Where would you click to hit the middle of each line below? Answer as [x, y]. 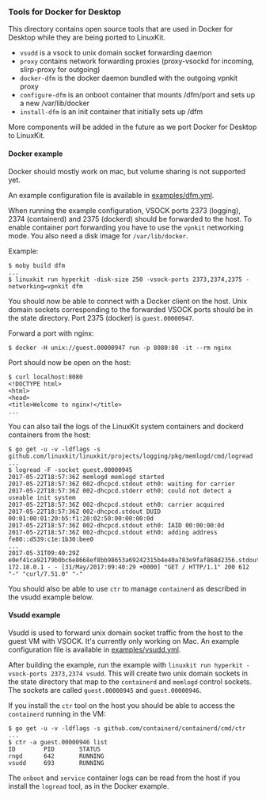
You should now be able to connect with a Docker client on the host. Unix [128, 301]
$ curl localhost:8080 [46, 377]
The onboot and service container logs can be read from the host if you [124, 778]
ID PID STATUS [55, 749]
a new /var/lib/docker [54, 103]
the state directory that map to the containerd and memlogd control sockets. [130, 681]
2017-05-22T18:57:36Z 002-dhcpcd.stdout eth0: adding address [113, 532]
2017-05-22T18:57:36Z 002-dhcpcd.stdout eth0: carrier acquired [116, 504]
